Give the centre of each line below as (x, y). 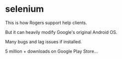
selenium (25, 9)
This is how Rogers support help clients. (46, 23)
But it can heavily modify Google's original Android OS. (61, 32)
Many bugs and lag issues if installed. (44, 42)
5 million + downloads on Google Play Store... (52, 51)
